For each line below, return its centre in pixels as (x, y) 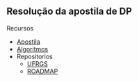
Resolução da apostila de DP (69, 11)
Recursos (20, 28)
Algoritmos (32, 49)
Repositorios (34, 56)
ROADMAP (42, 71)
